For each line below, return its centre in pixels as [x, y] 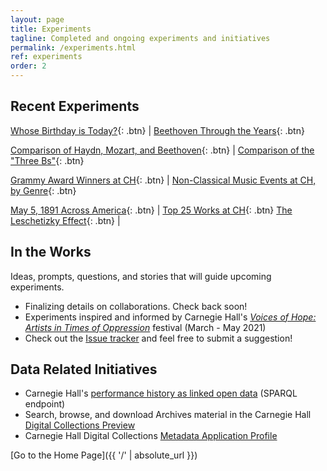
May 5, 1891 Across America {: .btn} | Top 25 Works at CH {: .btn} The [151, 210]
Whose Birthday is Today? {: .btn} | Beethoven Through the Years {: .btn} [157, 130]
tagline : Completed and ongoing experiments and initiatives [140, 38]
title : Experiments [51, 29]
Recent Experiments [75, 106]
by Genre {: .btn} [43, 190]
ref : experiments [46, 57]
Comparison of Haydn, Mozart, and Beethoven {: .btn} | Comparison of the [162, 150]
